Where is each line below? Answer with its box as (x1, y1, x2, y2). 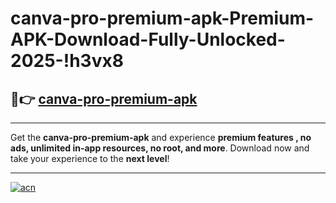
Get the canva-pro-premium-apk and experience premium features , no (10, 132, 312, 143)
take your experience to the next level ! (10, 153, 170, 164)
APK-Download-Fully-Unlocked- (10, 28, 286, 51)
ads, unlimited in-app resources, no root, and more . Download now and (10, 142, 310, 154)
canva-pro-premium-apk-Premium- (10, 7, 315, 30)
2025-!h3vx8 (10, 50, 124, 72)
